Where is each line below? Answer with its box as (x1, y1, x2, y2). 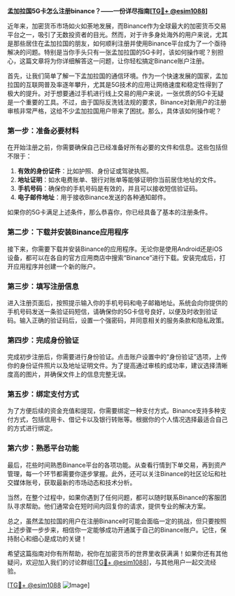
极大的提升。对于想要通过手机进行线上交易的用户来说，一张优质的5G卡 (7, 89, 212, 97)
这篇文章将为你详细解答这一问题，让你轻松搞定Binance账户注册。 (19, 57, 208, 65)
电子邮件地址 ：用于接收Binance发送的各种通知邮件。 (17, 193, 170, 202)
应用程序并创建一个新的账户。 (13, 262, 99, 271)
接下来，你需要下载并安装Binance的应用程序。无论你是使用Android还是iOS (7, 245, 223, 253)
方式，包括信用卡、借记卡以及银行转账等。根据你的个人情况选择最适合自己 (13, 415, 228, 424)
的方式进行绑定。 (7, 424, 57, 433)
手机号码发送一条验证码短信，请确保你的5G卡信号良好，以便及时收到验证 (7, 307, 218, 316)
